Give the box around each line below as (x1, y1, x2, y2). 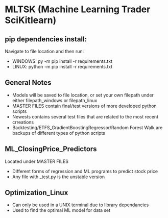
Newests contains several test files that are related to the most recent (12, 113, 159, 119)
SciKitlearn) (5, 14, 57, 26)
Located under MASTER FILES (5, 158, 68, 164)
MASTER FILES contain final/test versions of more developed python (12, 103, 157, 109)
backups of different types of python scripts (12, 130, 105, 136)
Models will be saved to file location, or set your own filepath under (12, 92, 154, 98)
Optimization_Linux (5, 188, 68, 197)
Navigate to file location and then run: (5, 49, 84, 54)
